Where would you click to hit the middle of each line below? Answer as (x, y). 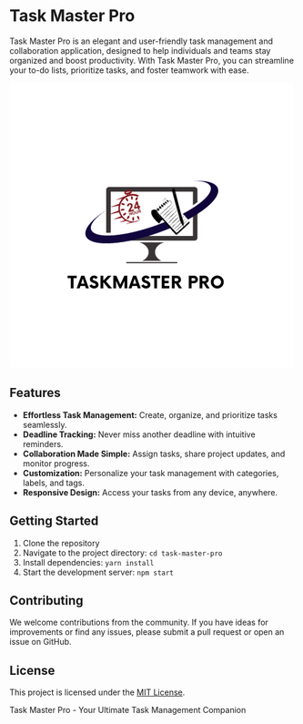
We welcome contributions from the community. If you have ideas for (139, 622)
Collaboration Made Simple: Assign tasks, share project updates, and (154, 454)
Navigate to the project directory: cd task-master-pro (122, 553)
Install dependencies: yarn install (88, 562)
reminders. (43, 444)
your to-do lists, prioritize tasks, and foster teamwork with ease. (129, 70)
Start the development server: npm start (98, 572)
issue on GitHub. (40, 642)
